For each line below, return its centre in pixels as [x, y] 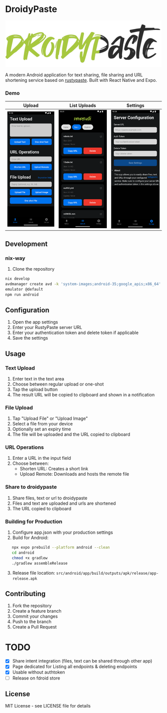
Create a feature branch [37, 611]
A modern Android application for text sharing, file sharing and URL [74, 75]
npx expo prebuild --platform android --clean [61, 548]
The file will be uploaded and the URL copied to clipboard [71, 434]
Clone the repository [33, 269]
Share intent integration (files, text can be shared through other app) [82, 661]
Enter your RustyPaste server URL [47, 328]
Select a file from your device [42, 424]
